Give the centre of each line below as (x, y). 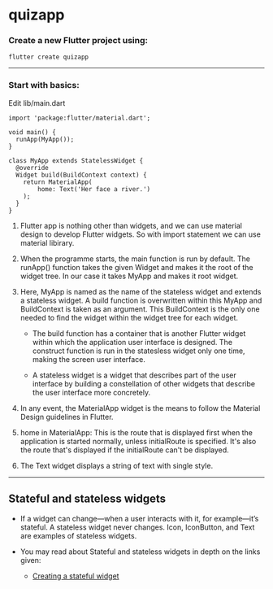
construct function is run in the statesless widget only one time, (139, 351)
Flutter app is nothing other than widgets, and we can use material (131, 225)
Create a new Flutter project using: (78, 41)
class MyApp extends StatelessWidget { (76, 160)
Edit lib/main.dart (37, 103)
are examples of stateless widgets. (78, 535)
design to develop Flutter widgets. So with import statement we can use (141, 234)
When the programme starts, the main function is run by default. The (135, 259)
